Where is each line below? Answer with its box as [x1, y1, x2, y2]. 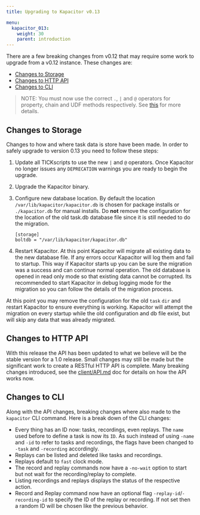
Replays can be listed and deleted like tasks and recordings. [14, 451, 163, 458]
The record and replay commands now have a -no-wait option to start [14, 464, 187, 471]
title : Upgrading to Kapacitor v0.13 [6, 8, 100, 15]
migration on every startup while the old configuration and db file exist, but [6, 309, 190, 317]
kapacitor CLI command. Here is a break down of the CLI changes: [6, 414, 171, 422]
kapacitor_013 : [11, 25, 50, 31]
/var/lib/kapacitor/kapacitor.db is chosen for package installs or [14, 201, 180, 208]
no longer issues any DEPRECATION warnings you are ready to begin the [14, 165, 187, 172]
